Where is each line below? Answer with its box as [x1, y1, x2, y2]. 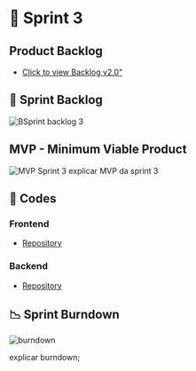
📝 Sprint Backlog [9, 92, 104, 107]
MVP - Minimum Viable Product [9, 142, 187, 157]
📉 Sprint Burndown [9, 307, 120, 322]
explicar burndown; [9, 352, 81, 363]
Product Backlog [9, 43, 104, 59]
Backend [9, 260, 49, 272]
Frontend [9, 217, 50, 230]
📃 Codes [9, 191, 57, 207]
